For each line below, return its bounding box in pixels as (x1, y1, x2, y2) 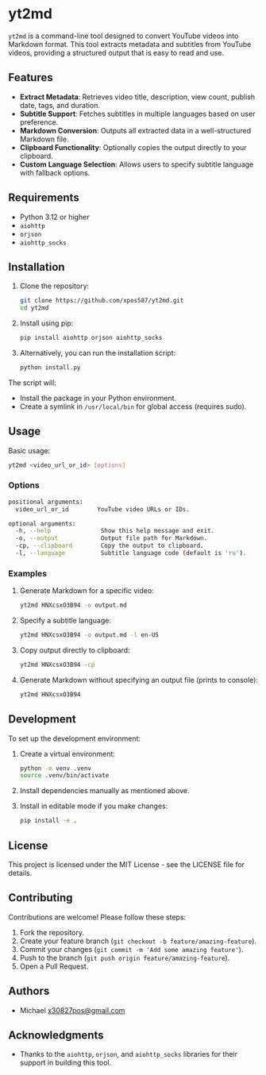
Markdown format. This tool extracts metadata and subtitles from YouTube (8, 39, 252, 48)
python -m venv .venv (19, 764, 91, 773)
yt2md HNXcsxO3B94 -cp (19, 661, 95, 669)
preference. (19, 117, 59, 127)
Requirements (8, 191, 79, 205)
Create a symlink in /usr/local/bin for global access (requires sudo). (19, 402, 247, 411)
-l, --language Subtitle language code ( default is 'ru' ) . (15, 549, 247, 557)
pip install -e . (19, 817, 78, 825)
